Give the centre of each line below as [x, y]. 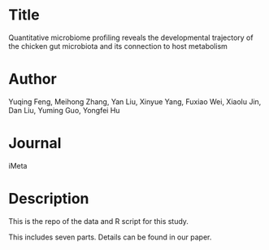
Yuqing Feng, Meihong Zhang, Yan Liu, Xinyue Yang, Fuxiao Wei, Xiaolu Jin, [135, 101]
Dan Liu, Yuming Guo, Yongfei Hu [64, 110]
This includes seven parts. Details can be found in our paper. [110, 237]
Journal [35, 143]
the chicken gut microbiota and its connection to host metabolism [118, 46]
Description [49, 199]
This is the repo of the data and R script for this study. [99, 221]
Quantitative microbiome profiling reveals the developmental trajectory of [131, 37]
